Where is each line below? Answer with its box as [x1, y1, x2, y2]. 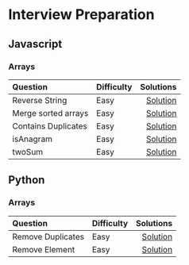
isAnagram [12, 133, 53, 144]
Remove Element [12, 244, 75, 255]
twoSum [12, 146, 44, 157]
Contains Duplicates [12, 121, 87, 132]
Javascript [8, 37, 63, 51]
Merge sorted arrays [12, 107, 89, 118]
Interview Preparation [8, 6, 155, 24]
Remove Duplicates [12, 231, 85, 242]
